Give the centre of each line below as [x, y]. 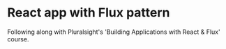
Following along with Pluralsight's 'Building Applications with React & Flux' [114, 32]
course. [18, 39]
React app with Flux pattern [89, 13]
